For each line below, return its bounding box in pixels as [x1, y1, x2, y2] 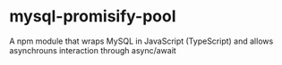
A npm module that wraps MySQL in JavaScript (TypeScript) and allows [9, 36, 274, 46]
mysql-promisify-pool [9, 6, 176, 27]
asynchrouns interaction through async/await [9, 45, 176, 55]
